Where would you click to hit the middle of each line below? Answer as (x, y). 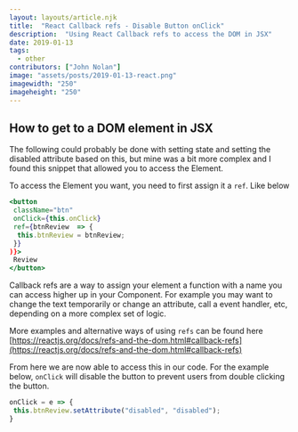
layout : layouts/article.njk (63, 17)
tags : (19, 51)
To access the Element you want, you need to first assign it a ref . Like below (149, 186)
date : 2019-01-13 (41, 42)
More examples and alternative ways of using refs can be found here (137, 331)
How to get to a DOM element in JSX (111, 128)
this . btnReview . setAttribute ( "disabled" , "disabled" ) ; (117, 411)
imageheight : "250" (45, 92)
